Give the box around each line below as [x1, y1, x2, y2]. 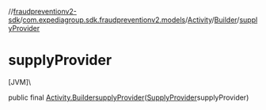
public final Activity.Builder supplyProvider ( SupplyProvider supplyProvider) [8, 93, 249, 102]
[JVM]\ [8, 77, 32, 86]
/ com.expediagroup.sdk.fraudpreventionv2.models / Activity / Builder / [19, 15, 240, 25]
